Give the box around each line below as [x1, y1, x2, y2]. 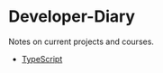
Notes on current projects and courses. [8, 36, 155, 47]
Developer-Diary [8, 6, 136, 27]
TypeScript [21, 53, 63, 64]
